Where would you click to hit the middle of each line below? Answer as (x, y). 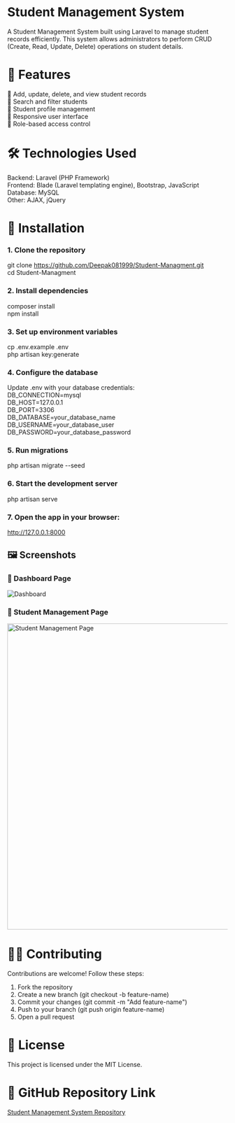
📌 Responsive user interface (48, 116)
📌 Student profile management (51, 108)
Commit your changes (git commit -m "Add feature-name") (102, 1002)
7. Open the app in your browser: (64, 517)
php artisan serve (33, 499)
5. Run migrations (38, 451)
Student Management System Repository (66, 1112)
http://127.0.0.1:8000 (36, 532)
